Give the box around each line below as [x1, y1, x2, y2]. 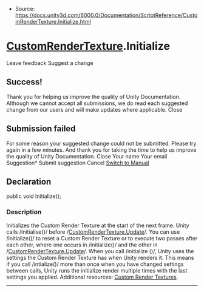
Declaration [6, 176, 52, 187]
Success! [6, 77, 42, 87]
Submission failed [6, 124, 76, 134]
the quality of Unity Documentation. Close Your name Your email [6, 152, 168, 160]
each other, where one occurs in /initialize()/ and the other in [6, 241, 158, 248]
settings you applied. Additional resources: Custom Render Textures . [6, 273, 178, 280]
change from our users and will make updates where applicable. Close [6, 106, 183, 113]
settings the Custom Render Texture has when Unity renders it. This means [6, 254, 194, 261]
